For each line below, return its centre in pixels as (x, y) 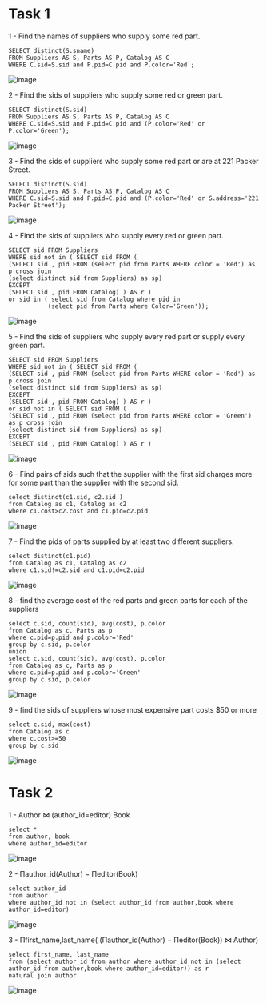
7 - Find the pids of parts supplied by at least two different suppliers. (121, 541)
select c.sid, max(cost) (50, 725)
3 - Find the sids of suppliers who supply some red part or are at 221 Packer (133, 161)
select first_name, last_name (59, 954)
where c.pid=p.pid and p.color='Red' (71, 637)
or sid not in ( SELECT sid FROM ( (68, 409)
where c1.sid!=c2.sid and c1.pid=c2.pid (77, 570)
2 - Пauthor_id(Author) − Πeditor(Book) (73, 873)
